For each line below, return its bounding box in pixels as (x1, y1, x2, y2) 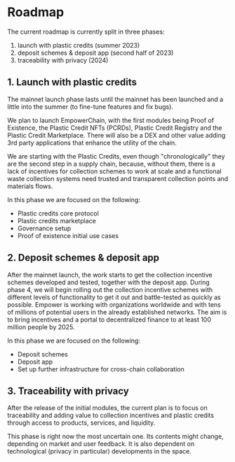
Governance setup (17, 224, 72, 232)
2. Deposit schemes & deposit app (7, 252, 160, 264)
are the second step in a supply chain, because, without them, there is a (7, 159, 215, 168)
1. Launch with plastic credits (7, 77, 137, 88)
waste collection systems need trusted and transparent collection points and (7, 174, 229, 183)
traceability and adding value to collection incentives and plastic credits (7, 411, 215, 420)
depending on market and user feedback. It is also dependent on (7, 440, 195, 448)
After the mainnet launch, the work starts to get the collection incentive (7, 270, 213, 279)
